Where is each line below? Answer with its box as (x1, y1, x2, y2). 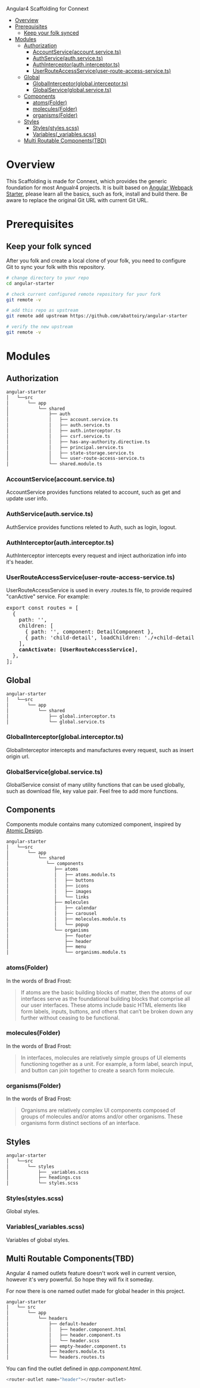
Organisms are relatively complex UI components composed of (20, 1106, 176, 1114)
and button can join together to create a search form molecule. (20, 1066, 175, 1074)
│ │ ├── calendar (6, 905, 97, 911)
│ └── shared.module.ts (6, 461, 102, 467)
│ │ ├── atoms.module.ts (6, 872, 116, 878)
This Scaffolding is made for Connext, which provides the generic (6, 177, 167, 184)
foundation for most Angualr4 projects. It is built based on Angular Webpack (6, 184, 193, 191)
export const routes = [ (6, 605, 79, 611)
